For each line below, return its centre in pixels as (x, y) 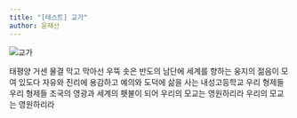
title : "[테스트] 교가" (48, 17)
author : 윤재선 (35, 26)
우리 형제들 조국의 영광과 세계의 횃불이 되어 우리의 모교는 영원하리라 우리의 (139, 93)
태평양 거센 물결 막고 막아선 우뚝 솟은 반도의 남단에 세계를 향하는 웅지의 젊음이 (144, 71)
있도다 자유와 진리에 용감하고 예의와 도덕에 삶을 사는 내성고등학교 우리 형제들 (151, 82)
